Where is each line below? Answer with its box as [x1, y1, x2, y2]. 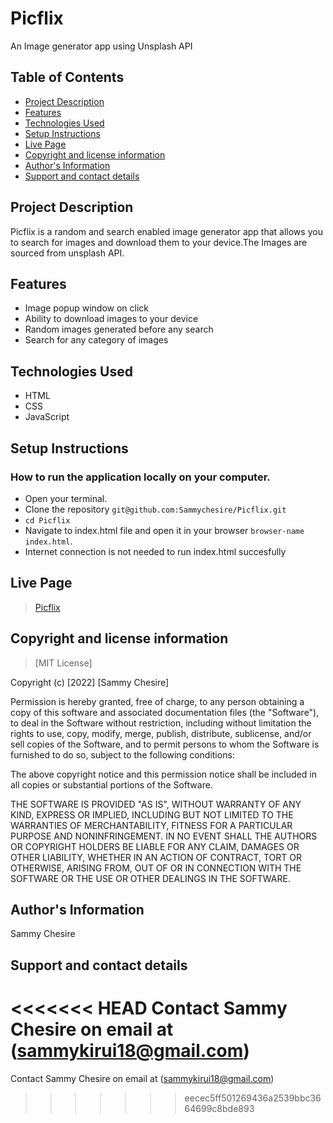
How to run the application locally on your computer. [10, 470, 271, 484]
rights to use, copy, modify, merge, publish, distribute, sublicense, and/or [10, 727, 312, 739]
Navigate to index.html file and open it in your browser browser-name [24, 524, 305, 536]
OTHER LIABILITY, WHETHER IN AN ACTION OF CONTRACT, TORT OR [10, 851, 302, 863]
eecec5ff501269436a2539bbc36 [184, 1092, 322, 1104]
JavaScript [24, 411, 70, 423]
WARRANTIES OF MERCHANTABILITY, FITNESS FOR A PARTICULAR [10, 819, 293, 831]
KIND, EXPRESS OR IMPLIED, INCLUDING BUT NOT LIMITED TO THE [10, 808, 294, 821]
